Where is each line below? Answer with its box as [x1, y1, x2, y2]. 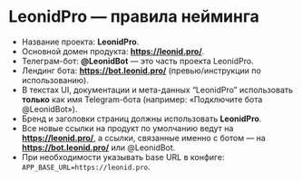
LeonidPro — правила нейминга [8, 6, 259, 27]
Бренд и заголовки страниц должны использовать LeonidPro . [21, 113, 262, 124]
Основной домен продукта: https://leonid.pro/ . [21, 45, 205, 56]
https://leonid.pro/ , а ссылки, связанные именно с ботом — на [21, 132, 267, 143]
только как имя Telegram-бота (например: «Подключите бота [21, 93, 263, 105]
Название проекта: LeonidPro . [21, 36, 140, 47]
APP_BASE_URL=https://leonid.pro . [21, 161, 151, 172]
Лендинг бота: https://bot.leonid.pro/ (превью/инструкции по [21, 65, 262, 76]
